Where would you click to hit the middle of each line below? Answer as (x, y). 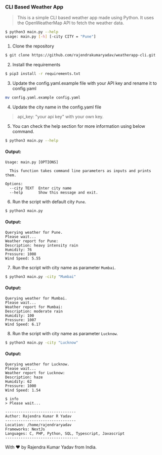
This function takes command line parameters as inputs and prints (81, 171)
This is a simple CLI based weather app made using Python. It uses (85, 18)
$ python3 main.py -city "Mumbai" (41, 277)
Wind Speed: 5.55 (23, 258)
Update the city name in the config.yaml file (57, 107)
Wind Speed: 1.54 (23, 390)
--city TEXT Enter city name (40, 188)
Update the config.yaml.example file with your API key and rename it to (84, 83)
